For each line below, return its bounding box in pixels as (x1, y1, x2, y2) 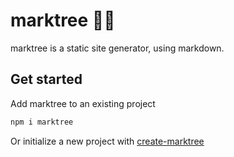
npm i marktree (10, 117, 74, 127)
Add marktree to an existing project (10, 97, 156, 109)
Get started (10, 71, 83, 88)
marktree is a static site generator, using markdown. (10, 42, 225, 54)
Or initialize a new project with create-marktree (10, 135, 205, 147)
